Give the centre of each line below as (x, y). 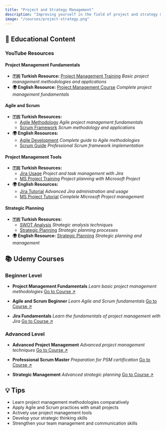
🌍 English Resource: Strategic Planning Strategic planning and (77, 236)
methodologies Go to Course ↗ (44, 292)
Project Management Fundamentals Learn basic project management (84, 286)
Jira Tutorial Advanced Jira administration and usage (74, 191)
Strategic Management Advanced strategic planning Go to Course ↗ (83, 374)
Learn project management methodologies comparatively (71, 402)
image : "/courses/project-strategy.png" (47, 19)
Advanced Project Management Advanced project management (78, 345)
